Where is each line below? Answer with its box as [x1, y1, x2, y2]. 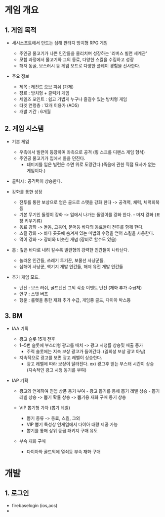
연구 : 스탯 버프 [19, 291, 48, 297]
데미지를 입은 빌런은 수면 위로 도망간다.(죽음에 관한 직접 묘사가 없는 [26, 161, 156, 167]
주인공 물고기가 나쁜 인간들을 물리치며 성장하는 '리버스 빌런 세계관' [19, 51, 148, 56]
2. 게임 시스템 [4, 124, 44, 133]
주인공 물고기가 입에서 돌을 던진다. [19, 155, 85, 161]
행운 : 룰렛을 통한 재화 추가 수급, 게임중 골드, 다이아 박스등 [19, 297, 131, 303]
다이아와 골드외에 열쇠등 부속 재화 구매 [26, 449, 101, 455]
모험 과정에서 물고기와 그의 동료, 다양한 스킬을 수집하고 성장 [19, 56, 134, 62]
